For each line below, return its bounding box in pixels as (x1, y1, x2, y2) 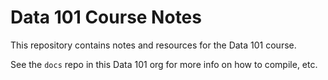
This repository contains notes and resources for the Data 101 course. (10, 39, 297, 51)
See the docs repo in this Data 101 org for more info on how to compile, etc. (10, 58, 318, 70)
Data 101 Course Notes (10, 6, 202, 29)
